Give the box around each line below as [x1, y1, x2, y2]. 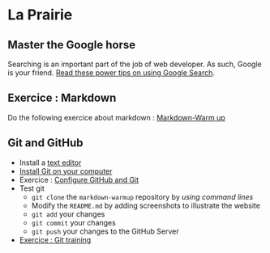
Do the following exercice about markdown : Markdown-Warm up [7, 112, 225, 122]
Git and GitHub [7, 136, 84, 150]
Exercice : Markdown [7, 91, 117, 105]
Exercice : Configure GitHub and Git [19, 175, 139, 184]
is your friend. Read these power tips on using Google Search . [7, 68, 216, 78]
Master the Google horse [7, 38, 136, 52]
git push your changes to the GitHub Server [31, 226, 179, 236]
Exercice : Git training [19, 234, 92, 244]
